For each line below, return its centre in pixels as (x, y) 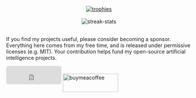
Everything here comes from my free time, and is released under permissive (98, 45)
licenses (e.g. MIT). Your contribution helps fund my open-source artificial (96, 52)
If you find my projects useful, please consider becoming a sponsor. (89, 39)
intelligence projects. (31, 58)
